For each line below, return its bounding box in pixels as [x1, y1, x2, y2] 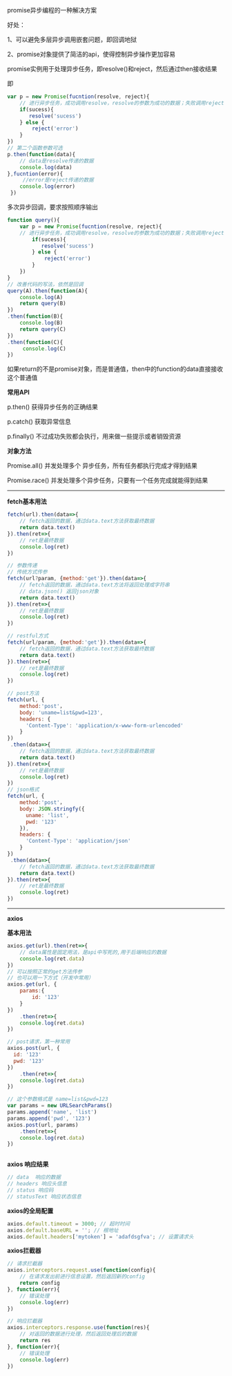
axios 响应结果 [7, 1160, 49, 1169]
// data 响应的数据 [7, 1174, 61, 1181]
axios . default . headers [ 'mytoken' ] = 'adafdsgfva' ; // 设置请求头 [7, 1233, 194, 1240]
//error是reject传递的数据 [22, 177, 95, 184]
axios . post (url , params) [7, 1121, 79, 1128]
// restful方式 [7, 633, 49, 640]
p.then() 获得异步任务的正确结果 [7, 403, 99, 411]
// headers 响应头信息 [7, 1181, 68, 1187]
